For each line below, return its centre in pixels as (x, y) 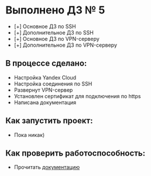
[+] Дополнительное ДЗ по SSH (54, 32)
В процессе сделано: (46, 63)
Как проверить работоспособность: (75, 153)
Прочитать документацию (47, 167)
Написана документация (45, 102)
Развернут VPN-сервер (43, 90)
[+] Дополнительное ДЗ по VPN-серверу (66, 45)
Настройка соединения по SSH (53, 84)
